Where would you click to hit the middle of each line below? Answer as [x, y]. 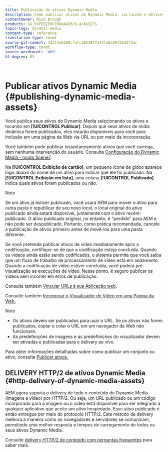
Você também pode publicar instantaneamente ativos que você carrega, [79, 147]
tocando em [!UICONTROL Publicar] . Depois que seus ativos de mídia [77, 127]
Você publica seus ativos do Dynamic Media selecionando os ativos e [77, 121]
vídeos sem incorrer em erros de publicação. [51, 276]
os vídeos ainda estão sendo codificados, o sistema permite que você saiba [83, 255]
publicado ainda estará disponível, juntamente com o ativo [65, 213]
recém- [134, 213]
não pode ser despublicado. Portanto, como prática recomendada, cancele [82, 224]
